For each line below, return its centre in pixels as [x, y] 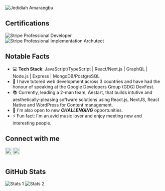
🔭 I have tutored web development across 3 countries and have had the [86, 81]
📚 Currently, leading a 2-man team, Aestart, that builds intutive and [82, 92]
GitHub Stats [26, 172]
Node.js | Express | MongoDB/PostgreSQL [56, 76]
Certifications [27, 23]
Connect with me [33, 139]
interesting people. [32, 123]
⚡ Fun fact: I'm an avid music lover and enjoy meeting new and [77, 115]
